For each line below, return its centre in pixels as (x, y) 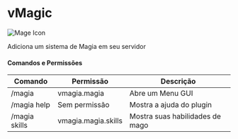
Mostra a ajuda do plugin (171, 105)
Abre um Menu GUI (161, 94)
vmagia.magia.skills (90, 121)
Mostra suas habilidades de (175, 116)
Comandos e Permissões (45, 62)
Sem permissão (84, 105)
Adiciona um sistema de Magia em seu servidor (77, 46)
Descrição (178, 82)
